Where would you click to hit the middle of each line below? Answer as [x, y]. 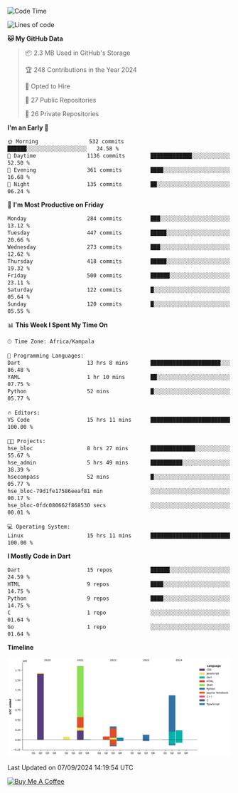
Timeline [21, 647]
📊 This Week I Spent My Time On [58, 325]
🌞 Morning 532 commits [66, 142]
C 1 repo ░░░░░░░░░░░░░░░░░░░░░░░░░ [119, 613]
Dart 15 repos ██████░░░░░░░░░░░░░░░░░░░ [119, 570]
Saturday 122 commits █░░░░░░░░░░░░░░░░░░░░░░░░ [119, 290]
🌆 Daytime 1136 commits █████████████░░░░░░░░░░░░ [119, 156]
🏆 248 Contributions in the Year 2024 [81, 70]
